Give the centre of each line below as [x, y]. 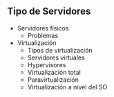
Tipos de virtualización [60, 50]
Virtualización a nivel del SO [67, 87]
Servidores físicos [43, 28]
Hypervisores [47, 64]
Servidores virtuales [56, 58]
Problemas [43, 35]
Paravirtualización [53, 80]
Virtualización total [54, 72]
